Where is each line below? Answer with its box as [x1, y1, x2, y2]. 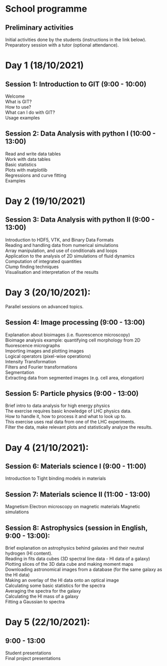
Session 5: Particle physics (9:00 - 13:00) [5, 389, 139, 398]
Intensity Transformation [5, 358, 57, 364]
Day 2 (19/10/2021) [5, 195, 86, 206]
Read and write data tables [5, 150, 61, 157]
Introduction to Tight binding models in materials [5, 475, 106, 481]
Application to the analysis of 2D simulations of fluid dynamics [5, 253, 135, 259]
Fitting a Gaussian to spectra [5, 599, 65, 605]
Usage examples [5, 115, 40, 120]
